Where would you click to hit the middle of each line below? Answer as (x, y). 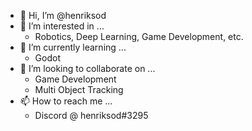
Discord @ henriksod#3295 (91, 115)
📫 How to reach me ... (66, 101)
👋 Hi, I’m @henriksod (63, 15)
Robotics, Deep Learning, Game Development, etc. (139, 36)
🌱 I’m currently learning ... (73, 47)
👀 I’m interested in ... (62, 26)
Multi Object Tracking (79, 89)
